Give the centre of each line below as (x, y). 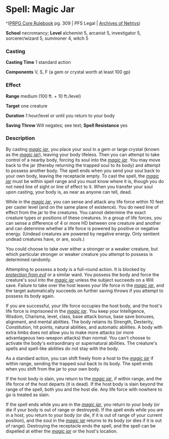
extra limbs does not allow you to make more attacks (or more (70, 332)
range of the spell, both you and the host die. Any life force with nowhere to (84, 389)
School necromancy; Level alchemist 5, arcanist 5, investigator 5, (73, 33)
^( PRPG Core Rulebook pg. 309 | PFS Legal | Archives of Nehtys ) (73, 23)
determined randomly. (29, 259)
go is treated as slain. (28, 394)
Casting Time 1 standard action (38, 62)
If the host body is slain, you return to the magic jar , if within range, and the (84, 379)
